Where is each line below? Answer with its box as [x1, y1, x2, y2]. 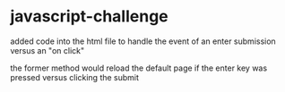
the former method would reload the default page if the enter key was [10, 63, 268, 73]
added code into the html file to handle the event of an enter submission [10, 36, 276, 46]
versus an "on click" [10, 45, 84, 55]
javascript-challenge [10, 6, 168, 27]
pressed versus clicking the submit [10, 71, 140, 82]
